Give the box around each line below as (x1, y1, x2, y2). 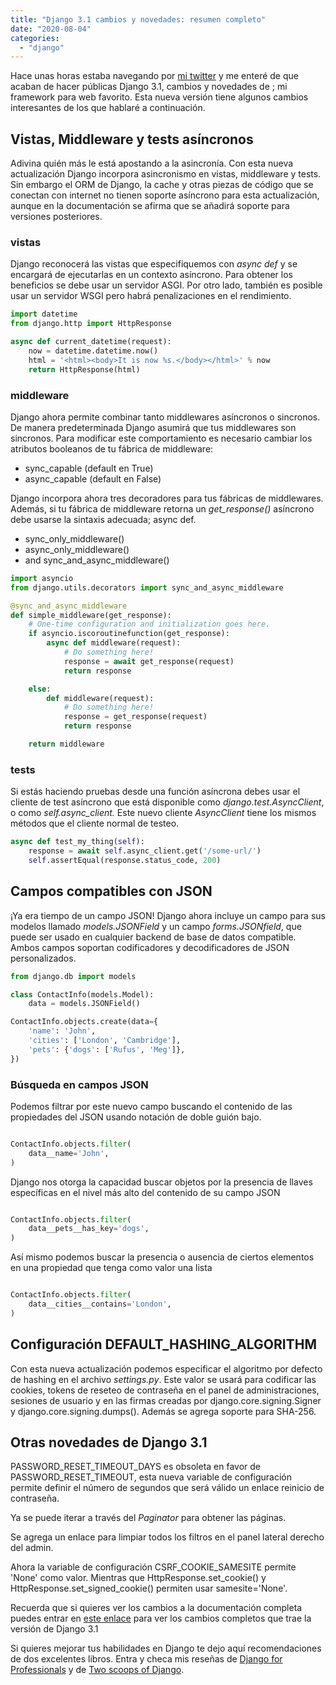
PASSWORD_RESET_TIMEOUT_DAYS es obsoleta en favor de (10, 1461, 262, 1473)
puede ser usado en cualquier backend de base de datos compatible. (10, 931, 297, 943)
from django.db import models (10, 971, 137, 981)
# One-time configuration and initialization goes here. (28, 619, 271, 630)
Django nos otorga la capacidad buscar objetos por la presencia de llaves (10, 1176, 313, 1188)
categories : (10, 33, 60, 43)
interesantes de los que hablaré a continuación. (10, 102, 206, 114)
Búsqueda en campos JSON (10, 1077, 149, 1091)
